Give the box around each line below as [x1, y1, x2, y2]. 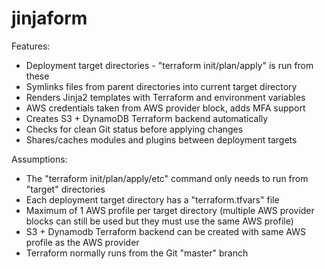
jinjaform [11, 7, 88, 30]
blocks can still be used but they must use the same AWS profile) [25, 215, 294, 227]
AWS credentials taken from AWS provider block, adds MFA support [25, 102, 306, 114]
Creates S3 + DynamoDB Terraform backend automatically [25, 112, 269, 124]
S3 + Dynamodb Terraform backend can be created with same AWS [25, 225, 306, 237]
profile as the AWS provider [25, 236, 140, 248]
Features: [11, 40, 51, 52]
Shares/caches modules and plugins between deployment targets [25, 133, 298, 146]
